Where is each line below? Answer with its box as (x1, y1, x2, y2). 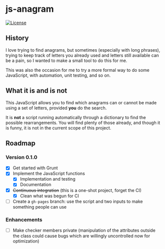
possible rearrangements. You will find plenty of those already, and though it (5, 120, 161, 125)
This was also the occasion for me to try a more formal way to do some (5, 67, 150, 73)
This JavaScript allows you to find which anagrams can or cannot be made (5, 99, 157, 105)
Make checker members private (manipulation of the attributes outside (12, 227, 156, 233)
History (5, 34, 29, 42)
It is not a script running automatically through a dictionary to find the (5, 114, 146, 120)
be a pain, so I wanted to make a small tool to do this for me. (5, 58, 127, 63)
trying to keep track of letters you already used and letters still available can (5, 52, 159, 58)
